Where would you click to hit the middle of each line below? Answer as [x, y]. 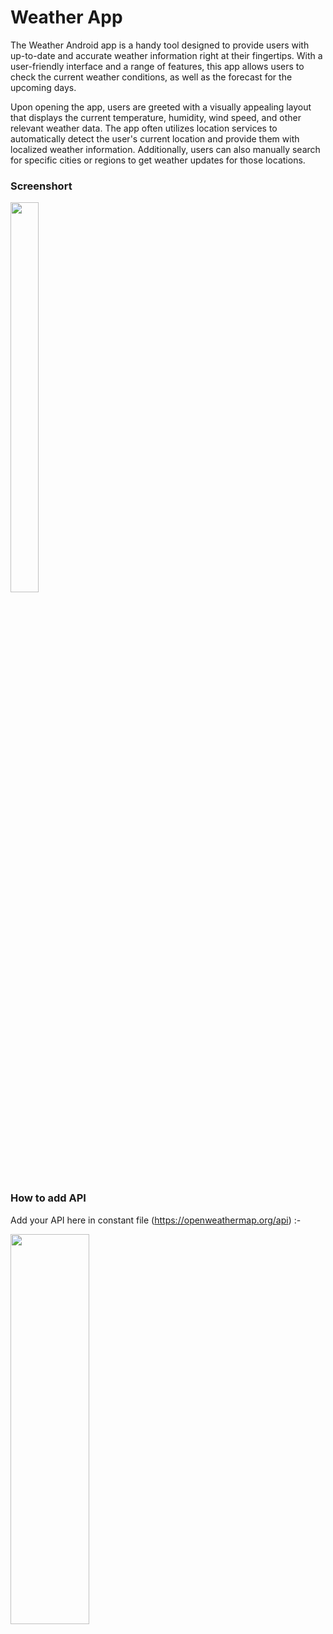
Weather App [66, 17]
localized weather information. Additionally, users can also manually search [165, 149]
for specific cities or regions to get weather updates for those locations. [158, 160]
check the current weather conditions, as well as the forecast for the [151, 77]
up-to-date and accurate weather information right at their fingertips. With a [166, 55]
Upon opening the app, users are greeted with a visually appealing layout [161, 107]
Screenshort [41, 186]
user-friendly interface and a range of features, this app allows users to [157, 66]
